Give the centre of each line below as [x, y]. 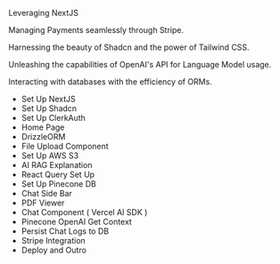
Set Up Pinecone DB [59, 184]
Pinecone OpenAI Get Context [77, 222]
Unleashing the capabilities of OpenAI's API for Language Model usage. [140, 64]
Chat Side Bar [47, 193]
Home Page [43, 127]
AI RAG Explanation [57, 165]
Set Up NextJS [49, 99]
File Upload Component [65, 146]
